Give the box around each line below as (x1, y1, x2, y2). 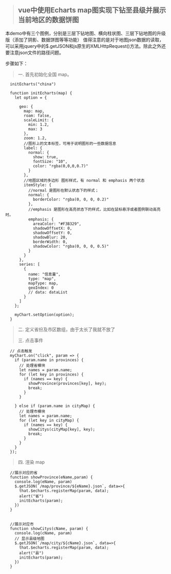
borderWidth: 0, (32, 239, 68, 244)
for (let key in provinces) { (18, 372, 84, 377)
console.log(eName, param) (14, 479, 72, 484)
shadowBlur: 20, (32, 234, 68, 240)
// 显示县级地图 (14, 536, 45, 541)
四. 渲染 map (17, 459, 45, 465)
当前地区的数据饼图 (17, 15, 79, 24)
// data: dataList (28, 289, 68, 295)
